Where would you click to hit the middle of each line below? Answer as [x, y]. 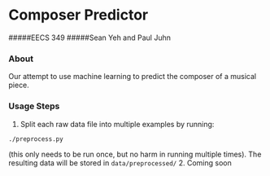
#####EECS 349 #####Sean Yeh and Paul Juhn [89, 37]
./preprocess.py [36, 139]
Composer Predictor [78, 15]
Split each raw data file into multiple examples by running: [117, 124]
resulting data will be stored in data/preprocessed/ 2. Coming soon [120, 163]
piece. [19, 85]
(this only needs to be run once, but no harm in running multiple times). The [135, 154]
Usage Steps [34, 106]
